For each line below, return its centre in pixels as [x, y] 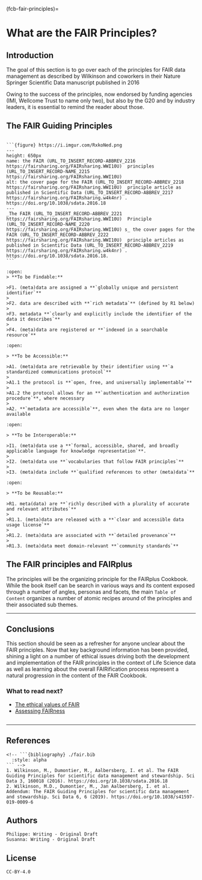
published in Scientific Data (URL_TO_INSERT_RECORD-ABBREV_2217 [90, 192]
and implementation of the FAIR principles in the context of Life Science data [101, 663]
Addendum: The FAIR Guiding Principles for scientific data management [98, 791]
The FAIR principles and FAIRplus [69, 564]
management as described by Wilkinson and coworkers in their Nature [93, 76]
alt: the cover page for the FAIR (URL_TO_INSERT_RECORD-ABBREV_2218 [95, 182]
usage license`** [28, 525]
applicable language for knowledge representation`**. [76, 451]
